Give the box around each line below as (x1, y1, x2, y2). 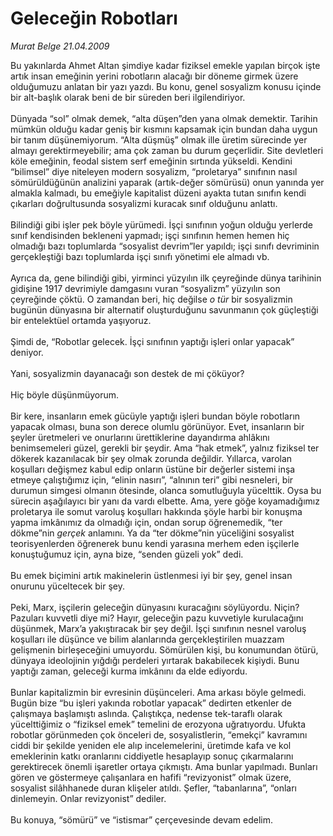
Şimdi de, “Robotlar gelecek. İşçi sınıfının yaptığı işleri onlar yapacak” (10, 335, 295, 347)
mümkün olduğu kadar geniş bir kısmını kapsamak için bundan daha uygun (10, 123, 318, 135)
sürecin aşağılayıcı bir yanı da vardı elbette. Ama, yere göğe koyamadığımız (10, 495, 320, 507)
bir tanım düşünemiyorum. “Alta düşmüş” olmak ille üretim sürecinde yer (10, 133, 308, 146)
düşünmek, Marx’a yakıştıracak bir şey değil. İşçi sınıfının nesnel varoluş (10, 622, 307, 634)
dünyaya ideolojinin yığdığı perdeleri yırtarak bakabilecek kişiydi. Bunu (10, 654, 300, 666)
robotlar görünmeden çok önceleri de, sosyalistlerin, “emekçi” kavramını (10, 728, 308, 741)
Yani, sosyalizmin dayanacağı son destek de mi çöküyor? (10, 367, 245, 379)
